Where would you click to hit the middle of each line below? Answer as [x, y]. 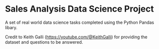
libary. [11, 27]
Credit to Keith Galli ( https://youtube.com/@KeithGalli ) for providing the [76, 37]
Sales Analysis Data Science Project [79, 9]
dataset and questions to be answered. [44, 42]
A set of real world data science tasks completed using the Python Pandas [79, 22]
